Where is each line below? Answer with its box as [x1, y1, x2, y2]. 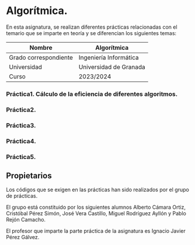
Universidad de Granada [78, 63, 145, 71]
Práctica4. [6, 137, 36, 145]
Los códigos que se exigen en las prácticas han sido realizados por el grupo [6, 186, 190, 194]
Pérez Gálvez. [6, 234, 40, 241]
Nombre [29, 43, 53, 51]
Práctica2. [6, 105, 36, 113]
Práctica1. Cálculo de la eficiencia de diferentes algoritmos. [6, 89, 178, 98]
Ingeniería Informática [78, 53, 139, 61]
